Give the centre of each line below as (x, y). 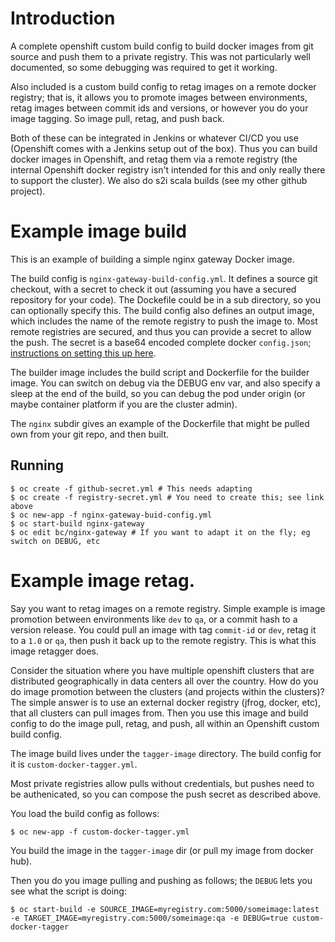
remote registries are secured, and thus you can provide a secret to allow (161, 331)
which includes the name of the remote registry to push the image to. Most (164, 321)
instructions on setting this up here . (83, 353)
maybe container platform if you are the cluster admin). (124, 404)
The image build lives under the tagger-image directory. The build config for (166, 753)
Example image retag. (103, 580)
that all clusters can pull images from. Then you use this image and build (159, 713)
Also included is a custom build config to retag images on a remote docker (163, 86)
